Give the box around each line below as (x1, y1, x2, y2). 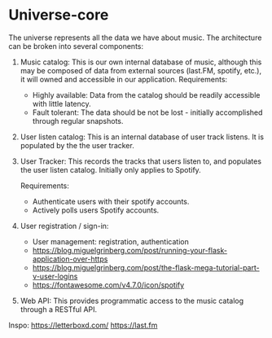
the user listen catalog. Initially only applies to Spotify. (20, 165, 201, 174)
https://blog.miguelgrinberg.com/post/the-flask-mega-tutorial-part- (32, 262, 260, 272)
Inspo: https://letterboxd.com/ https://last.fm (8, 320, 158, 330)
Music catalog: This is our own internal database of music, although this (20, 57, 262, 67)
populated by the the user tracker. (20, 140, 134, 150)
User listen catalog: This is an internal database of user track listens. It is (20, 132, 265, 142)
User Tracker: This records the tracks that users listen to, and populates (20, 156, 262, 166)
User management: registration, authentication (32, 236, 189, 246)
